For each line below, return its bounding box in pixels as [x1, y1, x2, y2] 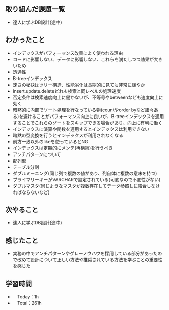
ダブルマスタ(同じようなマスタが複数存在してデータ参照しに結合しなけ [12, 183, 160, 189]
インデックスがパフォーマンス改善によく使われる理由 [12, 50, 123, 56]
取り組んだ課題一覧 [5, 5, 65, 14]
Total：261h [17, 300, 42, 306]
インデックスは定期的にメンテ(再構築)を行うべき [12, 145, 114, 151]
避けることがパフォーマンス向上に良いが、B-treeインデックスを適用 [23, 113, 164, 119]
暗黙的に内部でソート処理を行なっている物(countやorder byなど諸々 [12, 107, 154, 113]
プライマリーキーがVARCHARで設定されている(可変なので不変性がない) [12, 176, 161, 182]
